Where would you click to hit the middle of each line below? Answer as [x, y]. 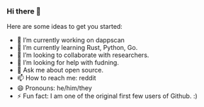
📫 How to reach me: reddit [56, 78]
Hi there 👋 [24, 11]
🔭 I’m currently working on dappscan [71, 40]
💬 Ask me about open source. [60, 70]
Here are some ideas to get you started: [65, 27]
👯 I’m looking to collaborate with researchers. [83, 55]
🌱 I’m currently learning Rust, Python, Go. [77, 48]
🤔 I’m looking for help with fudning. [68, 63]
